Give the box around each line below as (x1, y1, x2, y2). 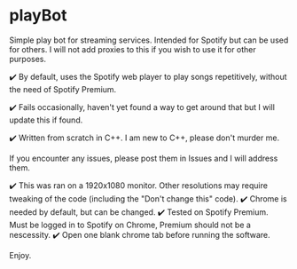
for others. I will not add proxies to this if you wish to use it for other (9, 44, 257, 54)
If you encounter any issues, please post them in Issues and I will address (9, 153, 278, 163)
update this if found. (9, 115, 83, 125)
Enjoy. (9, 249, 32, 260)
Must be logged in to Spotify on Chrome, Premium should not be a (9, 219, 251, 230)
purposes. (9, 53, 47, 64)
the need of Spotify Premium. (9, 83, 117, 94)
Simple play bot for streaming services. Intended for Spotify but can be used (9, 35, 289, 45)
